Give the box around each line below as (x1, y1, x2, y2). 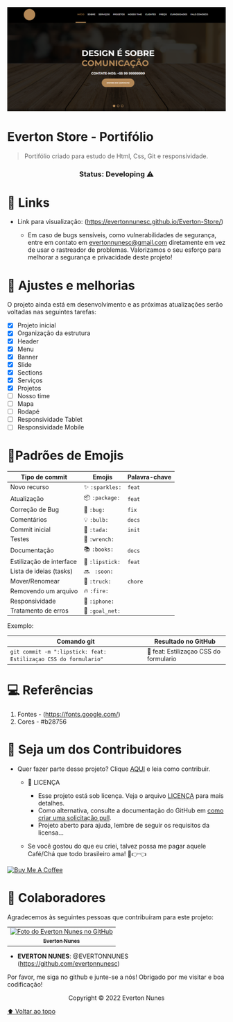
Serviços (17, 376, 43, 384)
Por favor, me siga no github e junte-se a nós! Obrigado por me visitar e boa (7, 973, 225, 981)
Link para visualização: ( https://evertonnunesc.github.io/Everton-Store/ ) (17, 218, 224, 226)
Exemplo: (7, 622, 34, 630)
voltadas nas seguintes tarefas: (7, 308, 97, 316)
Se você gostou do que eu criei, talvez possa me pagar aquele (27, 842, 207, 850)
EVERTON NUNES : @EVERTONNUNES (17, 952, 129, 960)
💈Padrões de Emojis (7, 448, 124, 463)
